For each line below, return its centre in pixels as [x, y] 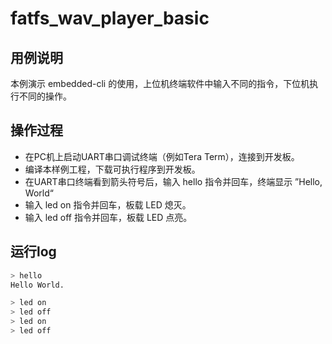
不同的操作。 [45, 96]
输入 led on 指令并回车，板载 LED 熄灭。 [108, 204]
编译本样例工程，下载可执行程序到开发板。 [112, 169]
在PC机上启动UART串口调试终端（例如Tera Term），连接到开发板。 [162, 156]
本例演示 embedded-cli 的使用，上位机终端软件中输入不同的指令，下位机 [160, 83]
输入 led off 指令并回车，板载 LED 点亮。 [108, 217]
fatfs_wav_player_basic [110, 18]
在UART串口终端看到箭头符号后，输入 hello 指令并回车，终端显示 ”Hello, [173, 181]
